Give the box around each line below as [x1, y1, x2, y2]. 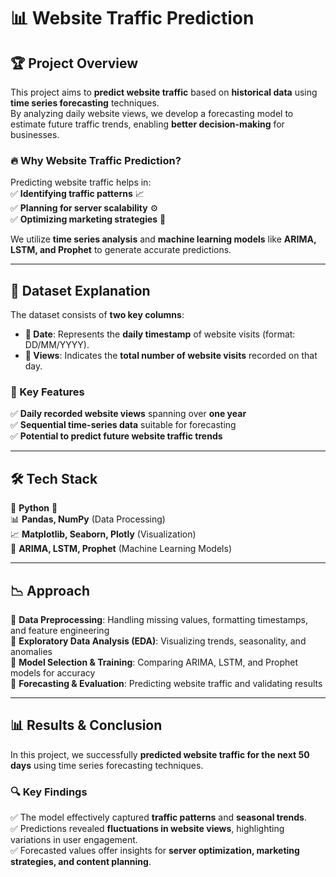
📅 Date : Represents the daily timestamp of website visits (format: [24, 328, 296, 340]
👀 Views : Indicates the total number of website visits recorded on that [24, 350, 318, 362]
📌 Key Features [10, 385, 85, 399]
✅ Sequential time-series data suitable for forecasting [10, 419, 237, 431]
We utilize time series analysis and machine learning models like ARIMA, [10, 233, 317, 245]
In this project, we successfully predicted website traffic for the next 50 [10, 748, 310, 760]
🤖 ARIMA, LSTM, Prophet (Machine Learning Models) [10, 543, 232, 555]
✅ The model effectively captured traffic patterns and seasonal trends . [10, 811, 308, 824]
